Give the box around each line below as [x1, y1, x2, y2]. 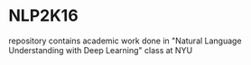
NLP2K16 [8, 5, 79, 26]
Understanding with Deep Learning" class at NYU [8, 44, 193, 55]
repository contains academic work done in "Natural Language [8, 35, 242, 46]
